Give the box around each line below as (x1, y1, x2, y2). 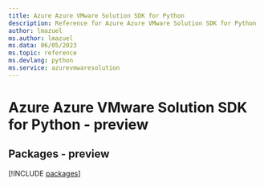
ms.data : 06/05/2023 (8, 42, 78, 50)
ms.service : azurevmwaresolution (8, 64, 120, 72)
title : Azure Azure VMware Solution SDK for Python (8, 11, 185, 20)
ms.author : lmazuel (8, 34, 74, 42)
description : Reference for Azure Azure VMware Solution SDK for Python (8, 19, 257, 27)
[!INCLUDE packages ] (8, 168, 81, 178)
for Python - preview (8, 115, 148, 133)
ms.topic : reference (8, 49, 78, 57)
